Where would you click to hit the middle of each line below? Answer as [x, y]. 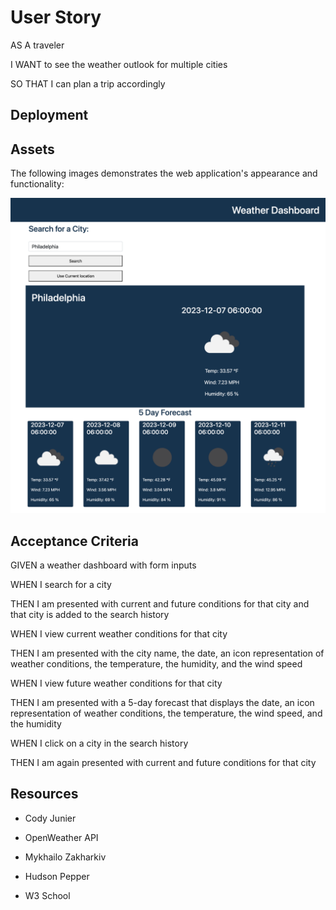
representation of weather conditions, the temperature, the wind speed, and [166, 713]
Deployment [49, 115]
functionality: [37, 184]
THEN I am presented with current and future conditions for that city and [160, 603]
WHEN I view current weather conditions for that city [119, 633]
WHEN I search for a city [61, 584]
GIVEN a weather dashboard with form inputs [103, 565]
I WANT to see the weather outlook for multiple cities [119, 64]
